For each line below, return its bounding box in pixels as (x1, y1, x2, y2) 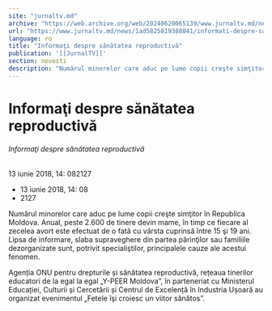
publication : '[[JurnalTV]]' (8, 49, 107, 58)
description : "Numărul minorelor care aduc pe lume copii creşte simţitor (8, 65, 266, 73)
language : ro (8, 34, 53, 43)
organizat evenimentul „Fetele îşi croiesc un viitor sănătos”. (8, 293, 205, 304)
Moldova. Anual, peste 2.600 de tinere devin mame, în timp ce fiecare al (8, 218, 249, 228)
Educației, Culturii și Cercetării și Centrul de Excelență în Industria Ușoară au (8, 285, 263, 295)
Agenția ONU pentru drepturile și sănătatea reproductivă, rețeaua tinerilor (8, 268, 253, 278)
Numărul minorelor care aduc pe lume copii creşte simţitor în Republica (8, 209, 245, 219)
